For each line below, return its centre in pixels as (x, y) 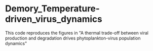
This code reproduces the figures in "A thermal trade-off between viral (77, 33)
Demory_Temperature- (53, 9)
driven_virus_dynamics (54, 19)
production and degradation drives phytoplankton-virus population (73, 38)
